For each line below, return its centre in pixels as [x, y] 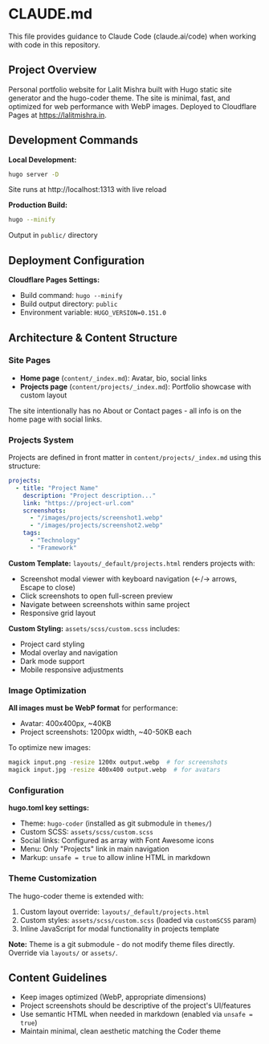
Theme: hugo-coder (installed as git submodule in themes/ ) [116, 823]
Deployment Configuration [77, 261]
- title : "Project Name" [57, 488]
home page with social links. [55, 419]
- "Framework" [53, 548]
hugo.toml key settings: [49, 808]
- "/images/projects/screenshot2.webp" [96, 526]
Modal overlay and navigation [69, 652]
